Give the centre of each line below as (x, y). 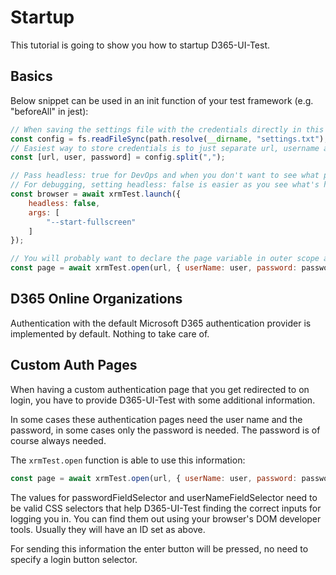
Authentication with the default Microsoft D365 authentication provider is (161, 323)
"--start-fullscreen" (91, 222)
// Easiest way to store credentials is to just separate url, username (165, 148)
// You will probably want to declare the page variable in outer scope (165, 259)
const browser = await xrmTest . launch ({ (96, 194)
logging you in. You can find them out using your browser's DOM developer (166, 518)
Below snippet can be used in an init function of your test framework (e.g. (162, 100)
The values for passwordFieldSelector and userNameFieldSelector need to (164, 497)
